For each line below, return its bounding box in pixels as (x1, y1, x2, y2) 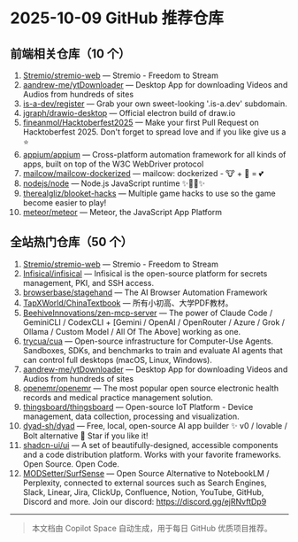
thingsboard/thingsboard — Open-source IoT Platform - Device (22, 401, 254, 412)
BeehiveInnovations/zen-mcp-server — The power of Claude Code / (22, 307, 273, 318)
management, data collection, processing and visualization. (22, 411, 240, 422)
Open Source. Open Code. (22, 458, 120, 469)
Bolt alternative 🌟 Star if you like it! (22, 430, 149, 441)
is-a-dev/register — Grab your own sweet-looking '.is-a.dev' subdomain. (22, 98, 287, 109)
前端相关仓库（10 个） (10, 46, 131, 61)
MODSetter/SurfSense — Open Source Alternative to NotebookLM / (22, 468, 270, 478)
